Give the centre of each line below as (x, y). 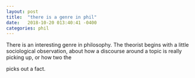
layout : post (22, 12)
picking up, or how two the (39, 57)
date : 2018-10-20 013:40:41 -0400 (51, 22)
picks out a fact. (26, 69)
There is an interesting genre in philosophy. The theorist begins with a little (97, 45)
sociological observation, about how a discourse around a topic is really (94, 51)
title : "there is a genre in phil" (51, 17)
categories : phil (28, 28)
